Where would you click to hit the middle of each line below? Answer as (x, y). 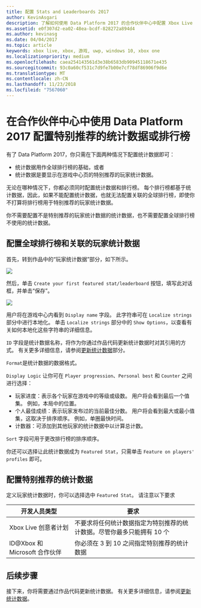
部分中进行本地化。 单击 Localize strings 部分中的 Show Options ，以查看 (97, 322)
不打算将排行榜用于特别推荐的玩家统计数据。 (61, 202)
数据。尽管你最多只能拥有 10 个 (125, 532)
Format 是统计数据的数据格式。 (43, 363)
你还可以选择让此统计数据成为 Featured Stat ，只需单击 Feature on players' (100, 451)
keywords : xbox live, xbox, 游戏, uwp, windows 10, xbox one (83, 51)
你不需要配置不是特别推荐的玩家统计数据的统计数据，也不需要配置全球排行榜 (100, 215)
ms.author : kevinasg (32, 34)
